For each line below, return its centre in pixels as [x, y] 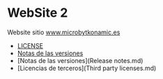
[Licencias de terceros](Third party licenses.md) [87, 68]
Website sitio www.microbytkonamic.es [64, 32]
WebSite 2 [38, 13]
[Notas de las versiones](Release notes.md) [80, 60]
